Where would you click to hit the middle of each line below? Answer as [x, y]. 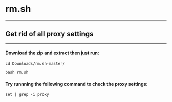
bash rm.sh [17, 72]
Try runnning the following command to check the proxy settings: [77, 84]
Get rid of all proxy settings [49, 34]
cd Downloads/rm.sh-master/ [35, 63]
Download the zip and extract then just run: [52, 53]
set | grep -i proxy [27, 95]
